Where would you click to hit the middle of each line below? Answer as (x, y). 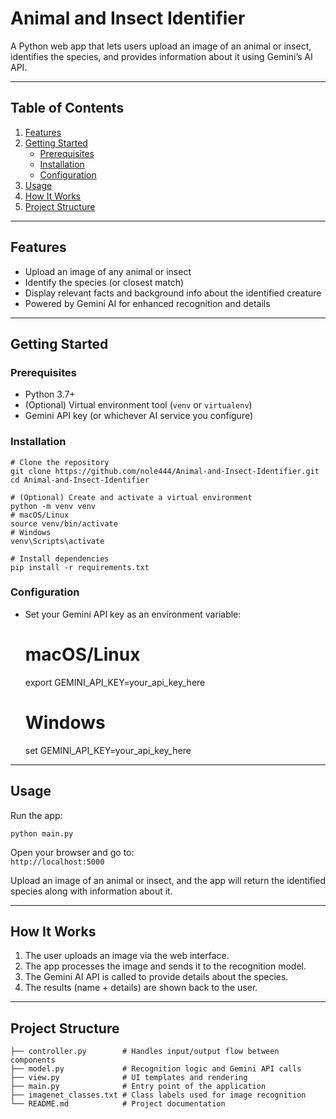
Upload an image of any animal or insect (108, 271)
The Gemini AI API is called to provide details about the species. (156, 977)
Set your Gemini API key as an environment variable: (133, 614)
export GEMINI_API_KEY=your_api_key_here (115, 682)
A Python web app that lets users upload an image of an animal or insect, (161, 46)
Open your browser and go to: (72, 852)
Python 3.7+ (50, 394)
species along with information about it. (91, 891)
